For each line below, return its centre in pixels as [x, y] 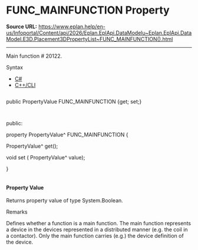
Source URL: [22, 26]
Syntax [15, 67]
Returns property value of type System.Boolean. [65, 201]
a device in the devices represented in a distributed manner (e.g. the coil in [97, 229]
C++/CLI [25, 85]
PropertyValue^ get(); [32, 146]
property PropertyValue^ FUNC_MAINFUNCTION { [67, 134]
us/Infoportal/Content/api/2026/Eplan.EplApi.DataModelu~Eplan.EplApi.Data [99, 32]
